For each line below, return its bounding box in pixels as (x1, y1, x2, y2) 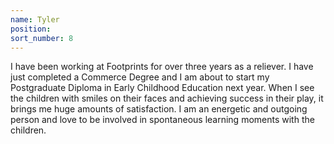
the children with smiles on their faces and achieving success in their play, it (10, 92, 324, 105)
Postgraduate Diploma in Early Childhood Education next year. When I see (10, 82, 315, 94)
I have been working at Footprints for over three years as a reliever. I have (10, 61, 314, 73)
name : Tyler (10, 14, 60, 25)
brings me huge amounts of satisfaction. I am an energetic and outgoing (10, 103, 308, 115)
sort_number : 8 (10, 33, 74, 43)
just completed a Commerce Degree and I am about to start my (10, 71, 270, 83)
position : (10, 24, 52, 34)
